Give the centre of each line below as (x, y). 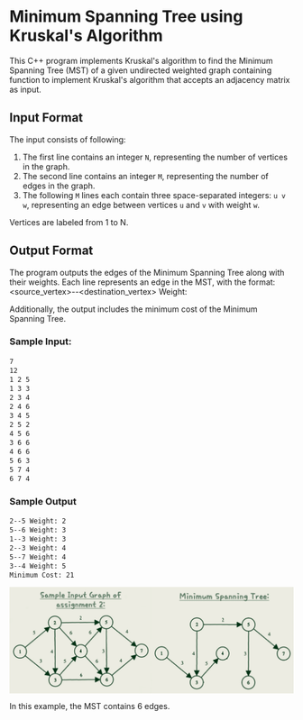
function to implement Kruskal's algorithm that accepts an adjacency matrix (150, 79)
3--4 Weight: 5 (38, 566)
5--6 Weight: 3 (38, 530)
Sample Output (43, 501)
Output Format (51, 251)
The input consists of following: (68, 139)
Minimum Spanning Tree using (126, 17)
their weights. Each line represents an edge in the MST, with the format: (142, 282)
